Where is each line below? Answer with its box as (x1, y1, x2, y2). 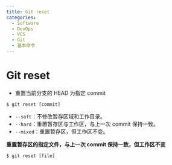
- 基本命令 (11, 43, 36, 49)
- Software (11, 20, 39, 26)
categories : (6, 15, 36, 21)
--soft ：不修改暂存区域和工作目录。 (14, 112, 106, 120)
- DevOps (11, 25, 34, 32)
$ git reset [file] (6, 152, 56, 159)
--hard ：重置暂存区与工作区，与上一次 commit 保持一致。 (14, 120, 159, 128)
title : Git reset (6, 8, 50, 15)
